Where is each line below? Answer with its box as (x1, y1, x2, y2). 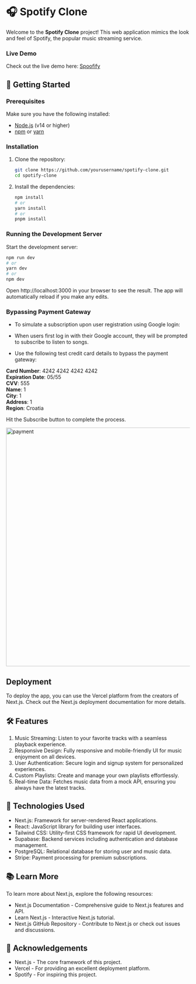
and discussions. (14, 926, 55, 933)
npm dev (6, 277, 25, 282)
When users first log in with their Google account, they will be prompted (14, 332, 188, 340)
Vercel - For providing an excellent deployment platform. (14, 965, 150, 972)
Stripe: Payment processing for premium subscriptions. (14, 854, 148, 861)
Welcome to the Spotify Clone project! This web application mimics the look (6, 28, 190, 36)
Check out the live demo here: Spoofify (6, 63, 100, 70)
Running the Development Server (6, 230, 103, 238)
